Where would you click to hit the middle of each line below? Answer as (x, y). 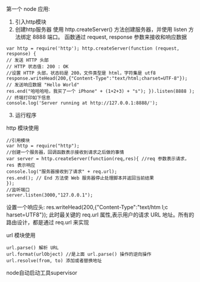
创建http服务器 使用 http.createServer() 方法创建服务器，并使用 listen (101, 29)
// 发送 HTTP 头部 (27, 60)
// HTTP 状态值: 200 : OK (37, 67)
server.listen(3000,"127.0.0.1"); (50, 195)
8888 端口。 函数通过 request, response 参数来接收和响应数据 (110, 37)
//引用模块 (18, 141)
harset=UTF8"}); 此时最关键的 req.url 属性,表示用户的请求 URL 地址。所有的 (100, 215)
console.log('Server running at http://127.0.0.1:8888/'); (82, 103)
